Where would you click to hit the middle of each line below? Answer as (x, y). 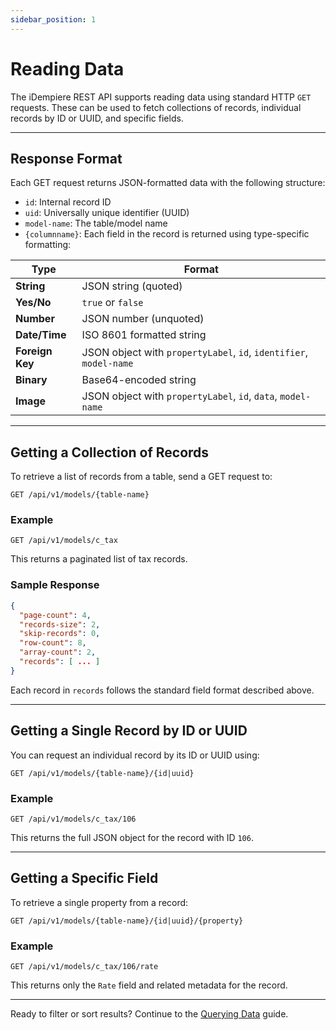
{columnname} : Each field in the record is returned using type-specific (167, 234)
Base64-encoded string (139, 380)
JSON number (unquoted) (143, 319)
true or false (112, 303)
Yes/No (33, 303)
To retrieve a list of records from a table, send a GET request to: (141, 477)
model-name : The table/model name (96, 223)
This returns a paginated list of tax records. (99, 559)
